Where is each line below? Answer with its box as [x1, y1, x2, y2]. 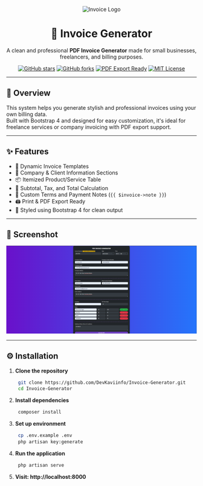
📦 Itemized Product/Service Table [14, 176, 101, 183]
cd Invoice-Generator [18, 386, 72, 392]
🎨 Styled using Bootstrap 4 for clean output [14, 206, 123, 214]
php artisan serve [18, 462, 65, 468]
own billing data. [6, 110, 47, 118]
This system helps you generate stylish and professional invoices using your [6, 104, 196, 111]
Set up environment [14, 420, 66, 427]
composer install [18, 409, 62, 415]
